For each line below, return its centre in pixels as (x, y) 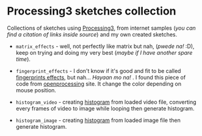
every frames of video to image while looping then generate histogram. (105, 108)
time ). (23, 59)
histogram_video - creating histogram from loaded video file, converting (106, 102)
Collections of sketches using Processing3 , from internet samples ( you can (101, 28)
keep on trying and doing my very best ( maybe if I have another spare (104, 52)
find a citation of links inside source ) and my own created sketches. (92, 34)
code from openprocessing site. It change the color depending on (99, 84)
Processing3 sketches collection (92, 11)
